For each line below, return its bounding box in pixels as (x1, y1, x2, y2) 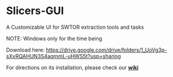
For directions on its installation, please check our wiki (6, 63, 139, 71)
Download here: (6, 46, 45, 53)
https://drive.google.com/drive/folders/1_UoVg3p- (45, 46, 167, 53)
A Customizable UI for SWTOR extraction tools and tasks (6, 24, 144, 31)
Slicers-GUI (6, 4, 64, 18)
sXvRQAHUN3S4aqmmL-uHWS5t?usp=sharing (6, 52, 121, 59)
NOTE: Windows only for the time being (6, 35, 102, 42)
